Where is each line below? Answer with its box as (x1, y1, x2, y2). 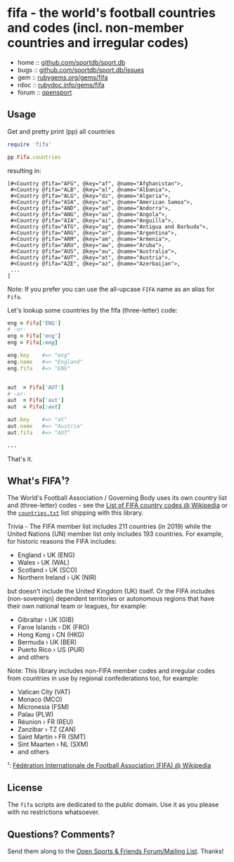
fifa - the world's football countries (7, 5, 216, 21)
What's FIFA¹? (7, 475, 70, 487)
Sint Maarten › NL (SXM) (17, 740, 89, 749)
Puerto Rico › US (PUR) (17, 646, 85, 654)
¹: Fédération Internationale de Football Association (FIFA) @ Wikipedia (7, 761, 212, 770)
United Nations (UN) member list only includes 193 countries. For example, (7, 530, 223, 538)
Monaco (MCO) (17, 695, 63, 704)
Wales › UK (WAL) (17, 558, 70, 567)
